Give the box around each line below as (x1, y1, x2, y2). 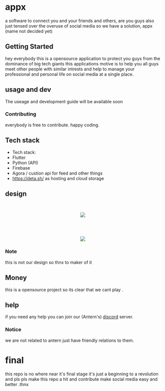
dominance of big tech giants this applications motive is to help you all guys (5, 60, 159, 66)
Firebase (12, 165, 31, 171)
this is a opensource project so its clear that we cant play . (5, 287, 124, 293)
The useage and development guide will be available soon (5, 98, 123, 104)
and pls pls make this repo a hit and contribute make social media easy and (5, 376, 158, 382)
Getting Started (5, 42, 54, 51)
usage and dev (5, 86, 52, 94)
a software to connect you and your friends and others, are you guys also (5, 18, 154, 24)
